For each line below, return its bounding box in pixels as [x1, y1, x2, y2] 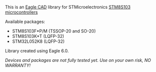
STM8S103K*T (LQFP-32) [12, 34, 65, 39]
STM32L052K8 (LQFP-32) [12, 38, 65, 44]
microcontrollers [5, 9, 38, 15]
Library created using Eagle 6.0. [5, 48, 69, 54]
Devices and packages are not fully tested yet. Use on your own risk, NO [5, 57, 152, 63]
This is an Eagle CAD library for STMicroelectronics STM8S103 [5, 4, 131, 10]
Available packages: [5, 19, 45, 24]
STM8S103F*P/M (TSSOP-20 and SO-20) [12, 28, 96, 34]
